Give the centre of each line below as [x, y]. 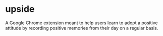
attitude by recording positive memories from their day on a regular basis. [82, 28]
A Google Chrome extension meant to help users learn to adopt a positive [82, 23]
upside [20, 9]
